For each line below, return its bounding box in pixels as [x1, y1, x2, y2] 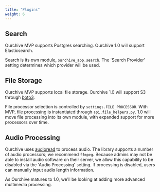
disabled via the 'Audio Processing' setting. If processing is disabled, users [5, 161, 155, 168]
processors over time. [5, 120, 49, 125]
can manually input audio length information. [5, 167, 95, 173]
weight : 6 [5, 12, 25, 17]
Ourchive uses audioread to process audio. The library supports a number [5, 146, 154, 152]
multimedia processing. [5, 181, 52, 187]
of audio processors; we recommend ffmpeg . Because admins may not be [5, 151, 152, 157]
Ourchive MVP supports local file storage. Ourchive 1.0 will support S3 [5, 89, 146, 95]
